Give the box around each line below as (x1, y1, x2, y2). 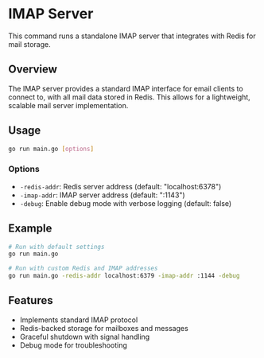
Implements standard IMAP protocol (19, 315, 138, 325)
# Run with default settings (8, 243, 105, 251)
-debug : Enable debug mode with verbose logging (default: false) (19, 198, 232, 208)
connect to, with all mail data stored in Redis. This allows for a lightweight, (8, 92, 250, 102)
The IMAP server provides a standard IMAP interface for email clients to (8, 84, 244, 93)
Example (8, 222, 52, 235)
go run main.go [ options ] (8, 145, 94, 153)
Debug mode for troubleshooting (19, 340, 127, 350)
